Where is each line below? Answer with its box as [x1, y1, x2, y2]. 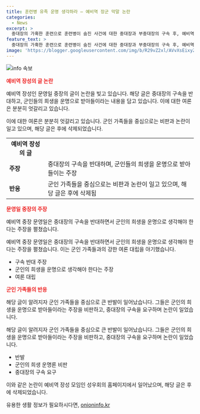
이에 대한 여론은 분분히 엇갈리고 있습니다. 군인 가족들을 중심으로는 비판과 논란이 [6, 117, 190, 124]
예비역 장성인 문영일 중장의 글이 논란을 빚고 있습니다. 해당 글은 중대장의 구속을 [6, 90, 187, 97]
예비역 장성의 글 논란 [6, 77, 54, 84]
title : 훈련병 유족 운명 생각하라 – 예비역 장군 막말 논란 [6, 8, 131, 15]
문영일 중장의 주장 [6, 205, 48, 212]
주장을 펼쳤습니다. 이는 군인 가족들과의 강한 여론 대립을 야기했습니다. [17, 245, 176, 253]
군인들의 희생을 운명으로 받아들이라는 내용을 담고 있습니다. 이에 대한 [23, 97, 181, 104]
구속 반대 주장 [14, 258, 47, 265]
